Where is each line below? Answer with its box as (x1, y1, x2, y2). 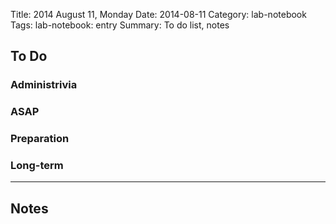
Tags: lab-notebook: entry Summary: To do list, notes (10, 19, 230, 31)
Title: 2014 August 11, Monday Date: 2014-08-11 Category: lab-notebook (10, 9, 307, 20)
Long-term (10, 159, 64, 173)
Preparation (10, 132, 70, 146)
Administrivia (10, 78, 78, 92)
